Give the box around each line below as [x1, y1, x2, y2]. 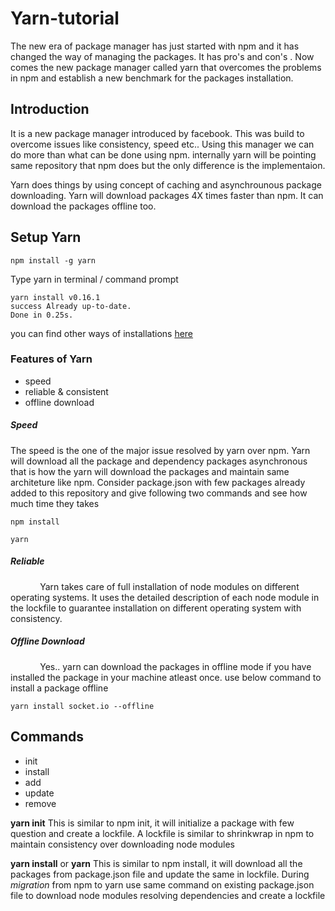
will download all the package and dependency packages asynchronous [10, 455, 308, 467]
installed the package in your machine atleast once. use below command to [10, 671, 322, 683]
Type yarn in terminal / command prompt [10, 273, 179, 285]
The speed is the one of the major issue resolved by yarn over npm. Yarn [10, 444, 311, 456]
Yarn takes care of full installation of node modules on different [39, 580, 300, 592]
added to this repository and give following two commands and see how [10, 487, 308, 499]
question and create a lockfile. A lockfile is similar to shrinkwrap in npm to [10, 827, 315, 839]
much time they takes [10, 497, 100, 509]
